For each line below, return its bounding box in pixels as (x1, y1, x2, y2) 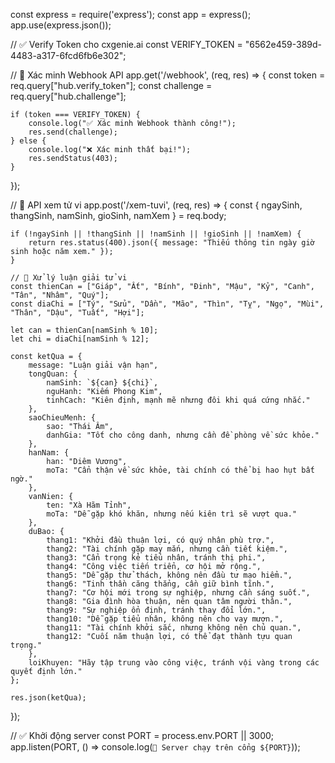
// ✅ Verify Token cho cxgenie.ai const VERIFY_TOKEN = (10, 39, 243, 50)
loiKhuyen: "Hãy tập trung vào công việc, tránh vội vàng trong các (28, 658, 320, 668)
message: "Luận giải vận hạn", (28, 360, 159, 370)
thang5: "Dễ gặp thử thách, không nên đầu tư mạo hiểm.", (46, 570, 293, 580)
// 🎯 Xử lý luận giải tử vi (10, 273, 128, 283)
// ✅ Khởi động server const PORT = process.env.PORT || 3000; (10, 730, 275, 741)
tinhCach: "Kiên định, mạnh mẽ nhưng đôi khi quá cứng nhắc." (46, 395, 311, 405)
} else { (10, 136, 47, 146)
